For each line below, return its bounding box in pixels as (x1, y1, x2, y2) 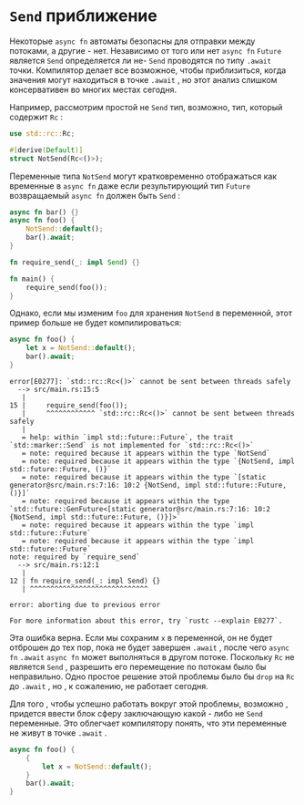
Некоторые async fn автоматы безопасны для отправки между (9, 36, 256, 46)
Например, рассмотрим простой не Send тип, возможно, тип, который (9, 101, 283, 112)
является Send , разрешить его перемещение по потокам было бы (9, 661, 267, 672)
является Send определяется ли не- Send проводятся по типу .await (9, 55, 271, 66)
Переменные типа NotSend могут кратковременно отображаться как (9, 170, 278, 181)
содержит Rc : (9, 111, 64, 122)
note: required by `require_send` (9, 552, 141, 562)
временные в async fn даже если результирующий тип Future (9, 180, 251, 191)
